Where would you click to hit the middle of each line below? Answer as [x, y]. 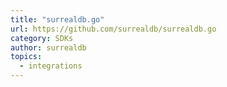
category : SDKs [42, 38]
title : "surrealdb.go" [57, 19]
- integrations [51, 66]
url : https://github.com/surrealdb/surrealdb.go [113, 29]
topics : [26, 57]
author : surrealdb [48, 47]
